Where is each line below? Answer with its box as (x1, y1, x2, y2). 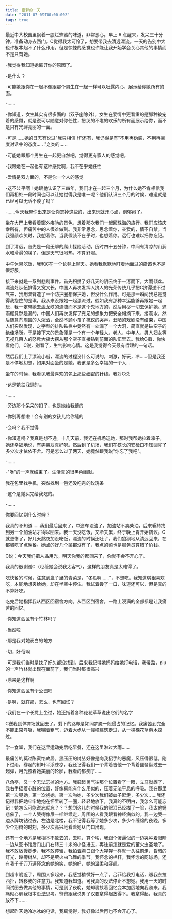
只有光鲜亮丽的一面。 (9, 124, 55, 130)
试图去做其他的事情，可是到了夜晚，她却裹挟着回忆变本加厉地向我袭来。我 (9, 885, 167, 891)
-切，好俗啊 (5, 649, 30, 655)
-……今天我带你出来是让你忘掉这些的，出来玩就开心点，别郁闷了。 (5, 209, 145, 215)
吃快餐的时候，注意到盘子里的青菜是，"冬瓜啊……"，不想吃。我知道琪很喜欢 (5, 575, 165, 581)
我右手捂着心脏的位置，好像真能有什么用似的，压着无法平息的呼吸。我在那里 (5, 785, 167, 792)
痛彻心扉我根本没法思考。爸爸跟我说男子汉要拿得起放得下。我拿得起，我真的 (5, 891, 167, 897)
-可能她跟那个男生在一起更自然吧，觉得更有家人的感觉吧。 (5, 152, 129, 158)
